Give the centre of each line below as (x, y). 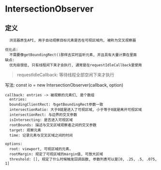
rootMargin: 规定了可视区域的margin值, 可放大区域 (56, 154)
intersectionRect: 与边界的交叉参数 (43, 115)
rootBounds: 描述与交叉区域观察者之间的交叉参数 (53, 125)
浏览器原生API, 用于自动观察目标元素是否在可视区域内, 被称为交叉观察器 (73, 40)
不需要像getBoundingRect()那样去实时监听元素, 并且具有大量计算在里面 (73, 55)
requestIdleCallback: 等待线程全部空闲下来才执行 (66, 75)
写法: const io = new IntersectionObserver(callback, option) (64, 85)
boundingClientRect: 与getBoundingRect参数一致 (56, 105)
